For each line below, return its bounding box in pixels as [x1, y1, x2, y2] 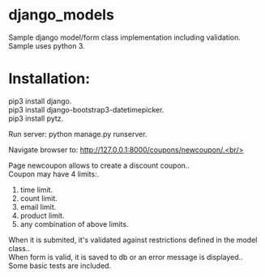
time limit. [19, 185, 53, 194]
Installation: [8, 70, 91, 88]
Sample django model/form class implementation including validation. [8, 32, 241, 42]
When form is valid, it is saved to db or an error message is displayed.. [8, 252, 243, 262]
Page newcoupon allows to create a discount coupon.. [8, 160, 190, 170]
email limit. [19, 202, 57, 211]
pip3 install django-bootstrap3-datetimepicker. [8, 104, 165, 114]
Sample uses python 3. [8, 40, 85, 50]
